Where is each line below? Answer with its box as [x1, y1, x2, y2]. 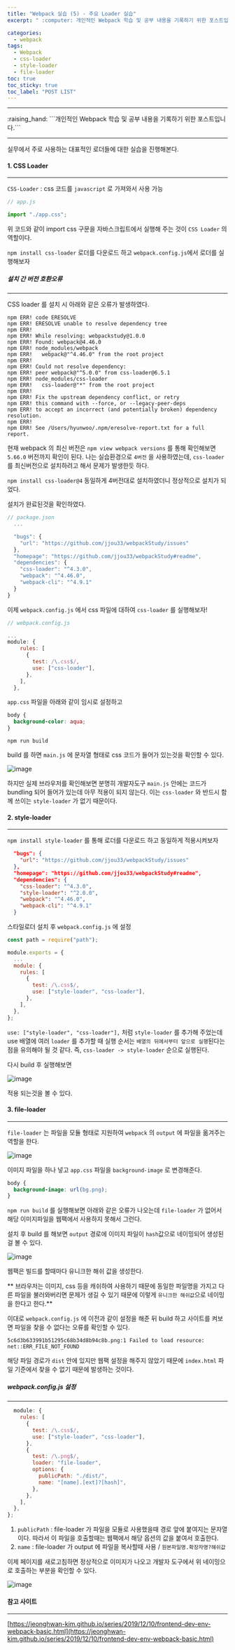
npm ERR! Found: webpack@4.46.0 [7, 339, 101, 346]
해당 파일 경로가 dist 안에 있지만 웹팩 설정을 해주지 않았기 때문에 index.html [7, 1356, 217, 1365]
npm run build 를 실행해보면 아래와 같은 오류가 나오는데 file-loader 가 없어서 [7, 1206, 222, 1215]
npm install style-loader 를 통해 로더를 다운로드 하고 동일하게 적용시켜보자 [7, 836, 219, 845]
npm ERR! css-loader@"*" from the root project [7, 381, 155, 389]
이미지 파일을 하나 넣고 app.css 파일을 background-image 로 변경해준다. [7, 1165, 202, 1174]
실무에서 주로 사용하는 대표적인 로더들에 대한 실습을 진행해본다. [7, 145, 180, 154]
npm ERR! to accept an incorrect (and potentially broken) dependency [7, 406, 218, 414]
